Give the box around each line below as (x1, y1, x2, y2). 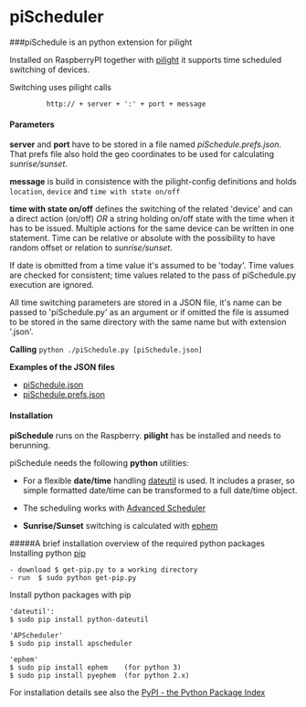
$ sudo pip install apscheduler (9, 639, 132, 649)
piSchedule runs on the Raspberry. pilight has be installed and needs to (9, 430, 281, 441)
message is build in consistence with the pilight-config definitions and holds (9, 176, 297, 187)
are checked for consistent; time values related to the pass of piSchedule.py (9, 269, 297, 280)
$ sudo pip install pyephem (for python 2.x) (9, 671, 190, 681)
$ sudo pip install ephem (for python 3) (9, 663, 182, 672)
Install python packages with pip (9, 589, 132, 600)
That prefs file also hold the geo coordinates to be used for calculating (9, 149, 275, 160)
